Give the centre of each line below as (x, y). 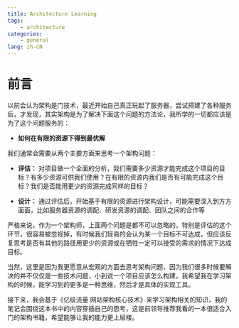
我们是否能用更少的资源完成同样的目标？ (90, 186)
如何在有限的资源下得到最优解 (61, 138)
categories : (25, 34)
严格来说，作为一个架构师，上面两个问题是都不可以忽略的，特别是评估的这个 (119, 225)
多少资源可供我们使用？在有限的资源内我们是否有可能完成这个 (127, 177)
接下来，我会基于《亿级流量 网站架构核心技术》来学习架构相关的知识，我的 (117, 300)
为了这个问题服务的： (38, 123)
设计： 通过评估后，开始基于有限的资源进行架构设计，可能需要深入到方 (121, 201)
